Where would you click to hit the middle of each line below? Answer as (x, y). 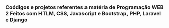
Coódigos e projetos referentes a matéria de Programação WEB (85, 7)
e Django (16, 20)
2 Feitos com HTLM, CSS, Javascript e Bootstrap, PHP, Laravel (83, 13)
